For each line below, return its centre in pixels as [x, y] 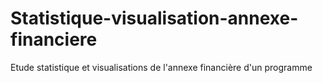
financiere [54, 39]
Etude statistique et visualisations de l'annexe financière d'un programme [161, 67]
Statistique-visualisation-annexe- [154, 18]
